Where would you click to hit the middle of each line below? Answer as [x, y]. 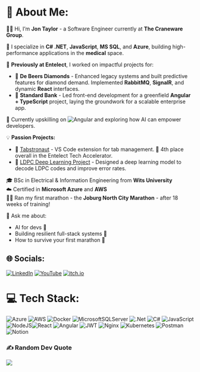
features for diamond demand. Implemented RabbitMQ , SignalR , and [99, 82]
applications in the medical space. [82, 53]
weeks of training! [28, 204]
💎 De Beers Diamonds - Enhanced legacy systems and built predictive [101, 76]
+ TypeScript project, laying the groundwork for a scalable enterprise [100, 102]
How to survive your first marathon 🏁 [60, 240]
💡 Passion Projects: [31, 137]
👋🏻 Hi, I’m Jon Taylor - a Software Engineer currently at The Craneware [95, 29]
